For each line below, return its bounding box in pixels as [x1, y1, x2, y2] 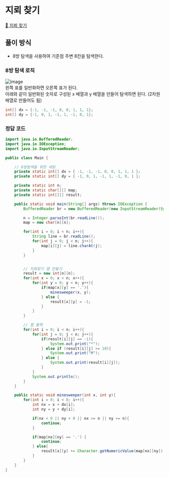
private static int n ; [14, 183, 62, 188]
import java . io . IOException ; [5, 141, 66, 147]
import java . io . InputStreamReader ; [5, 146, 80, 151]
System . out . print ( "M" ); [50, 351, 100, 356]
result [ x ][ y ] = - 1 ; [50, 299, 92, 304]
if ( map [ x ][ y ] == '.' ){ [41, 285, 89, 290]
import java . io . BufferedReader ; [5, 137, 73, 142]
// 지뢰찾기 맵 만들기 [23, 266, 62, 271]
